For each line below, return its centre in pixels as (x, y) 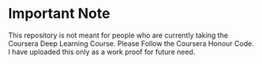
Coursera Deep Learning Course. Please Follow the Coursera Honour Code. (131, 43)
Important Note (59, 14)
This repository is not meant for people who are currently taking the (118, 35)
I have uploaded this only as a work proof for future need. (102, 52)
